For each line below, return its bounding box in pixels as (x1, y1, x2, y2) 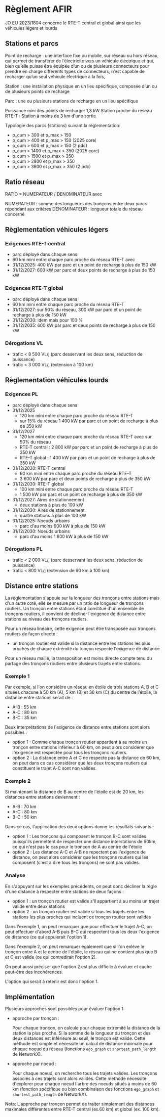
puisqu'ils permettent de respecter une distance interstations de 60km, (12, 839, 157, 845)
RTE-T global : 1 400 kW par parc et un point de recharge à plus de (19, 454, 156, 460)
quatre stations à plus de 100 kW (19, 512, 86, 518)
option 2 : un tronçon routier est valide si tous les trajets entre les (12, 908, 144, 914)
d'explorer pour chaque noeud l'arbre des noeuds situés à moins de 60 (12, 1081, 157, 1087)
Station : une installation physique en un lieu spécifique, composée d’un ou (5, 83, 157, 89)
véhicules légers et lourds (5, 25, 58, 31)
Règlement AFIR (5, 3, 72, 15)
